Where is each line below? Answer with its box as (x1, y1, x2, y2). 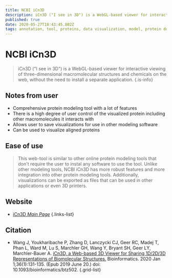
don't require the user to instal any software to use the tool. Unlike (17, 161, 158, 167)
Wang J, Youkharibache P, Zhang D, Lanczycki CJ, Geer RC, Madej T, (12, 240, 159, 246)
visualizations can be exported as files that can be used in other (17, 177, 153, 183)
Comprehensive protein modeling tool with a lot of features (12, 105, 137, 111)
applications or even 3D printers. (17, 183, 87, 189)
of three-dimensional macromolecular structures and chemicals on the (17, 71, 167, 77)
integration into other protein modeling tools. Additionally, (17, 171, 139, 177)
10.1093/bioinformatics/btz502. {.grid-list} (12, 267, 101, 273)
